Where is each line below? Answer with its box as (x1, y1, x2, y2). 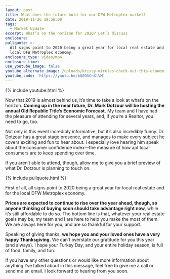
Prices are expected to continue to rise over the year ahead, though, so (5, 200, 158, 206)
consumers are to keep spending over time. (5, 150, 96, 156)
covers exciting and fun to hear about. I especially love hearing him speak (5, 139, 159, 145)
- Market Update (10, 26, 44, 31)
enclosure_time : (5, 59, 39, 64)
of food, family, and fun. (5, 247, 56, 253)
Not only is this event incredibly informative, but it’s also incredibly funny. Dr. (5, 128, 165, 134)
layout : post (5, 7, 33, 13)
